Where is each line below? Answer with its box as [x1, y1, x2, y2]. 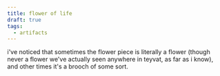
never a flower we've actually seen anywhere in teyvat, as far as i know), [7, 55, 214, 64]
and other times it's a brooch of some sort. [7, 62, 129, 71]
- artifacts [13, 29, 48, 36]
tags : [7, 23, 23, 29]
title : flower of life [7, 10, 72, 17]
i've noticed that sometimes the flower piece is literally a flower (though [7, 48, 210, 56]
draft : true [7, 16, 41, 23]
